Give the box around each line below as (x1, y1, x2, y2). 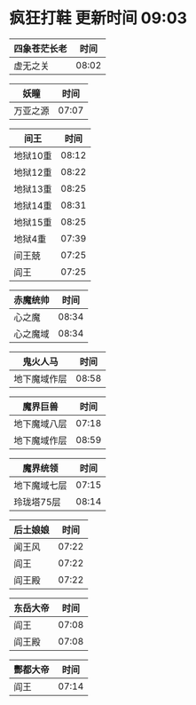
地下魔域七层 (13, 479, 68, 491)
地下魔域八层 (13, 417, 68, 430)
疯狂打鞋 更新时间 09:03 (9, 8, 188, 28)
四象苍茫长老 (13, 42, 68, 54)
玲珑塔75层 (13, 495, 61, 508)
